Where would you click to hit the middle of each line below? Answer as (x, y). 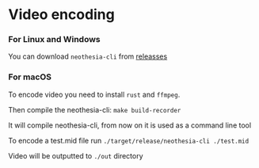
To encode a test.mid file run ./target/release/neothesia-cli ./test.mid (129, 140)
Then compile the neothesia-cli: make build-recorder (95, 109)
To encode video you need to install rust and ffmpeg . (94, 94)
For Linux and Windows (54, 40)
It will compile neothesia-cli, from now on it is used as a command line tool (130, 125)
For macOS (30, 77)
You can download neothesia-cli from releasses (88, 56)
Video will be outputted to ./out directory (76, 155)
